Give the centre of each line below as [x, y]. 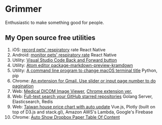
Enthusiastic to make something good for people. [55, 22]
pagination [23, 86]
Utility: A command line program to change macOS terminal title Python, [85, 70]
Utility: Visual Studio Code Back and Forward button [65, 60]
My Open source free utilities [50, 38]
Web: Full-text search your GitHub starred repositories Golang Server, [82, 96]
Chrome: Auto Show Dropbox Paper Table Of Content [66, 117]
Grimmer [23, 9]
